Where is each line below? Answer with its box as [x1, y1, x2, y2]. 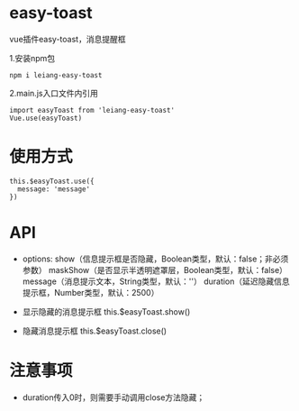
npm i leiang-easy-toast [9, 70, 103, 79]
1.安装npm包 [9, 52, 56, 63]
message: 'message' [17, 184, 91, 194]
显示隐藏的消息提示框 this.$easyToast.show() [22, 306, 191, 317]
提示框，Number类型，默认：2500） [22, 287, 159, 297]
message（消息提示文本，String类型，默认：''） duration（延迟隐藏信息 [22, 276, 290, 287]
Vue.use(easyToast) [9, 114, 83, 123]
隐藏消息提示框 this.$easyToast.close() [22, 325, 168, 336]
